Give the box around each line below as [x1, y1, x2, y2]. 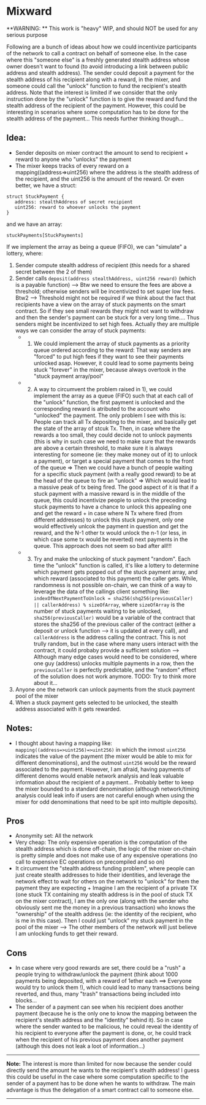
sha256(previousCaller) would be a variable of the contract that [33, 614, 196, 621]
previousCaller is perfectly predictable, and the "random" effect [33, 666, 197, 673]
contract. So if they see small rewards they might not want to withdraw [15, 307, 194, 314]
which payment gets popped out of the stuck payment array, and [33, 568, 198, 576]
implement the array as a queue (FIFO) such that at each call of [33, 392, 194, 399]
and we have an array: [6, 220, 63, 228]
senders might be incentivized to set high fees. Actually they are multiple [15, 320, 199, 327]
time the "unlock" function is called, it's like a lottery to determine [33, 561, 199, 569]
